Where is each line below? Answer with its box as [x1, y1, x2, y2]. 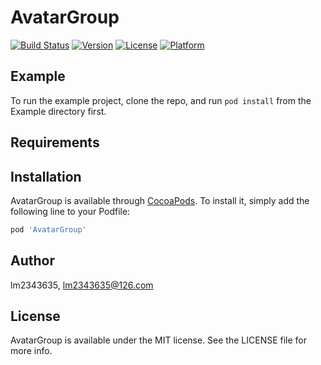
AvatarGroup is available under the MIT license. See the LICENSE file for [10, 334, 308, 346]
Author [10, 252, 55, 270]
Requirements [10, 134, 100, 151]
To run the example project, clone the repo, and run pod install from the [10, 94, 312, 106]
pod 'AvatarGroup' [10, 224, 87, 235]
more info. [10, 345, 53, 357]
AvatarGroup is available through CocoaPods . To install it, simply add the [10, 194, 310, 206]
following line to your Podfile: [10, 205, 131, 217]
